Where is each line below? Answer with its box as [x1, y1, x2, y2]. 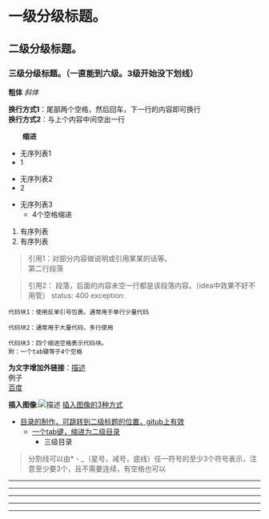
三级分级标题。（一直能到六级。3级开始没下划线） [8, 67, 199, 78]
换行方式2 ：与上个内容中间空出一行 [8, 114, 126, 124]
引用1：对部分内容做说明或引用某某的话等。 [27, 253, 172, 263]
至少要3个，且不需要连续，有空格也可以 [34, 464, 167, 473]
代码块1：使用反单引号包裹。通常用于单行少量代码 [8, 308, 150, 316]
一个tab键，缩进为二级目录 [31, 426, 120, 437]
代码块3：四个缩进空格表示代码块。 [8, 339, 108, 347]
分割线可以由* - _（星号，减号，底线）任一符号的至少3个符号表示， [27, 453, 251, 463]
